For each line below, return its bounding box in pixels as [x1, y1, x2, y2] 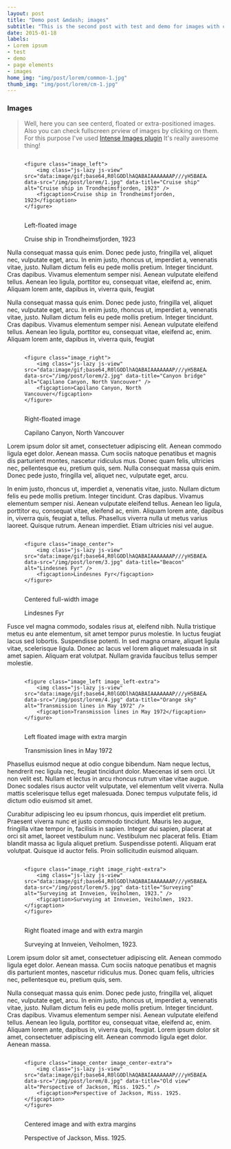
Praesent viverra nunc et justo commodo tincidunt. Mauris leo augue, [7, 817, 203, 825]
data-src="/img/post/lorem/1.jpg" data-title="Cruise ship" [24, 179, 201, 186]
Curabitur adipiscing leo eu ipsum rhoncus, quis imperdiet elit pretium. [7, 809, 206, 818]
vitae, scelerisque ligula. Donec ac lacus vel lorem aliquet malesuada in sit [7, 644, 217, 652]
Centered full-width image [24, 595, 99, 603]
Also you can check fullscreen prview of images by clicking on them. [23, 126, 219, 135]
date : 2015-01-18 [7, 29, 57, 37]
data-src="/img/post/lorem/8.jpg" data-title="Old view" [24, 1077, 191, 1084]
